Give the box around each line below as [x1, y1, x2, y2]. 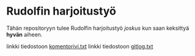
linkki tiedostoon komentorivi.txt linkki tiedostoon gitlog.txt [6, 43, 153, 50]
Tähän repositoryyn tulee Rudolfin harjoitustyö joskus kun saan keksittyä [6, 24, 189, 32]
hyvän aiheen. [6, 30, 43, 38]
